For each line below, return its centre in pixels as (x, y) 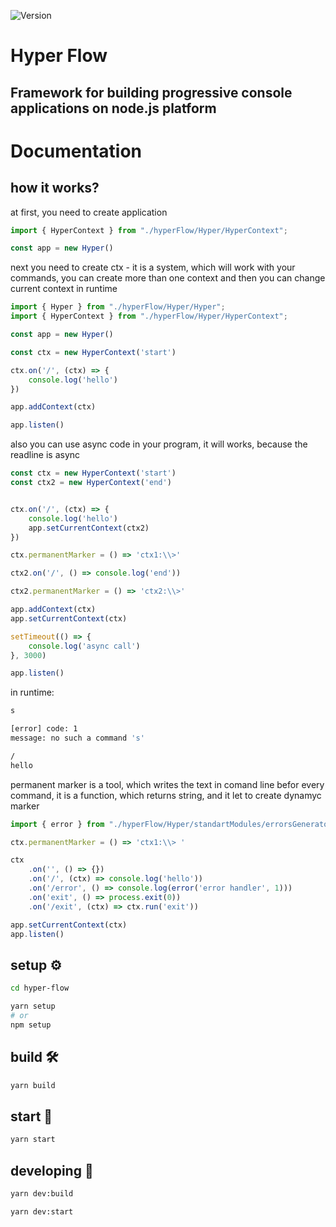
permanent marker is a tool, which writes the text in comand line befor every (167, 784)
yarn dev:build (42, 1193)
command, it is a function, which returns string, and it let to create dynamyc (166, 795)
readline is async (45, 455)
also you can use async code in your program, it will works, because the (159, 444)
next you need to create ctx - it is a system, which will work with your (153, 267)
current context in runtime (64, 289)
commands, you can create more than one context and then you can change (168, 278)
